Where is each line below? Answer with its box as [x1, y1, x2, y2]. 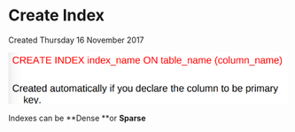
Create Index [8, 5, 105, 26]
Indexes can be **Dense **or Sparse [8, 113, 147, 123]
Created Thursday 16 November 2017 [8, 35, 144, 45]
